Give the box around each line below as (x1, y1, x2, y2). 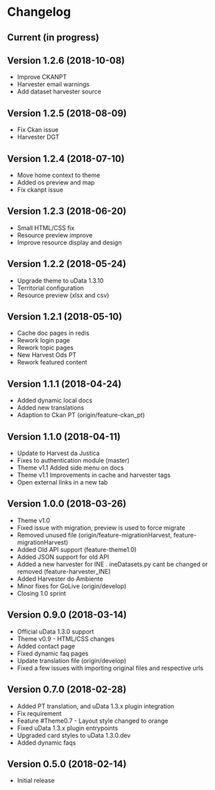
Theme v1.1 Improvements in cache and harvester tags (16, 471, 171, 479)
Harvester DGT (16, 133, 60, 141)
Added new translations (16, 404, 84, 412)
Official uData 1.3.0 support (16, 627, 94, 636)
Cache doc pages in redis (16, 329, 90, 337)
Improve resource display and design (16, 238, 122, 246)
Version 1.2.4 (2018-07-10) (7, 152, 125, 165)
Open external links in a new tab (16, 478, 108, 487)
